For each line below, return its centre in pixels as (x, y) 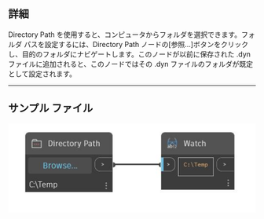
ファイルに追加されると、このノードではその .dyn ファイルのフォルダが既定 (131, 64)
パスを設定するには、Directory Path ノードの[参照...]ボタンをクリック (136, 44)
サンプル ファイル (51, 108)
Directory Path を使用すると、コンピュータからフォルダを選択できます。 (125, 35)
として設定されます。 (42, 74)
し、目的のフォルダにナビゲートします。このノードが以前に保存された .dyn (130, 54)
